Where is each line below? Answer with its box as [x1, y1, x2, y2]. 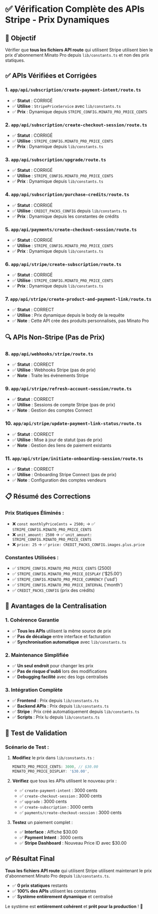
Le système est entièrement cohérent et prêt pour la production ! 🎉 [5, 903, 143, 909]
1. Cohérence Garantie [5, 617, 59, 623]
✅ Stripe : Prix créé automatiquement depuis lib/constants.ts [12, 709, 140, 715]
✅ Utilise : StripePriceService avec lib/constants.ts [12, 103, 121, 109]
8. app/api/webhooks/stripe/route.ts [5, 350, 94, 357]
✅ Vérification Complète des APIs [5, 3, 145, 15]
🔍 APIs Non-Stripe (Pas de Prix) [5, 333, 105, 341]
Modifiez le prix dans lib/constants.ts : [12, 755, 95, 760]
